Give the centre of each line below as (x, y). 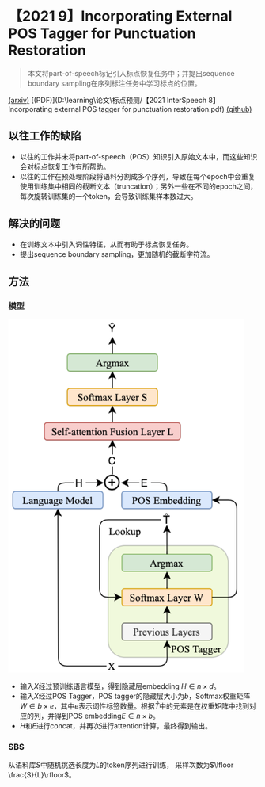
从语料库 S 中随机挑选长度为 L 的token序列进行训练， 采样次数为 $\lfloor (121, 765)
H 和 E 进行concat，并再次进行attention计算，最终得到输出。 (115, 725)
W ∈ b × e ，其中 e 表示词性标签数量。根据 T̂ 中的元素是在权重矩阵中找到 (134, 705)
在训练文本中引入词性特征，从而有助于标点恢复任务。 (106, 244)
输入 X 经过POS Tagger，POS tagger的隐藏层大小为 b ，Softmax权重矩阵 (135, 696)
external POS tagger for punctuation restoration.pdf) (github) (153, 109)
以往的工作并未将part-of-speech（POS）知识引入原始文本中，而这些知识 (138, 156)
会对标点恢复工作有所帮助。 (65, 166)
